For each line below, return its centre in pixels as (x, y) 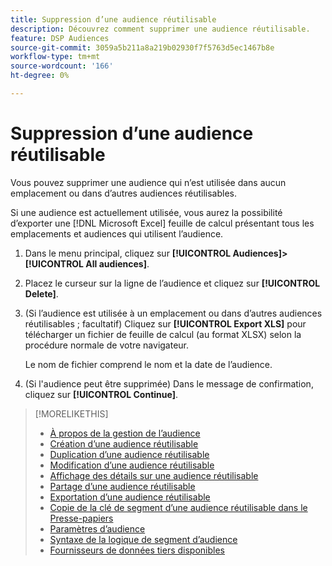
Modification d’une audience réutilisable (132, 465)
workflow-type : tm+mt (55, 57)
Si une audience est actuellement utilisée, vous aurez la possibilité (146, 212)
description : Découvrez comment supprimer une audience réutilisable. (160, 29)
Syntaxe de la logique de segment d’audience (143, 539)
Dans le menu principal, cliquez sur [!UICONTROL (128, 253)
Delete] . (41, 293)
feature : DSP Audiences (60, 38)
